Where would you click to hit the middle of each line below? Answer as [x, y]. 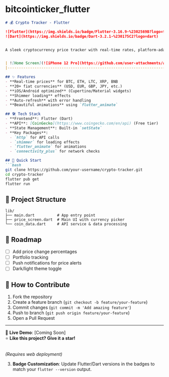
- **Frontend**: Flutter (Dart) [39, 119]
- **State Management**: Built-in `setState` [54, 128]
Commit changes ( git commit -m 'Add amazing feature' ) [72, 308]
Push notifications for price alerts [47, 263]
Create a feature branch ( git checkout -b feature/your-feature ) [80, 302]
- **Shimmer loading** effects [38, 96]
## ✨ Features [20, 77]
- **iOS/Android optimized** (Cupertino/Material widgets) [68, 91]
